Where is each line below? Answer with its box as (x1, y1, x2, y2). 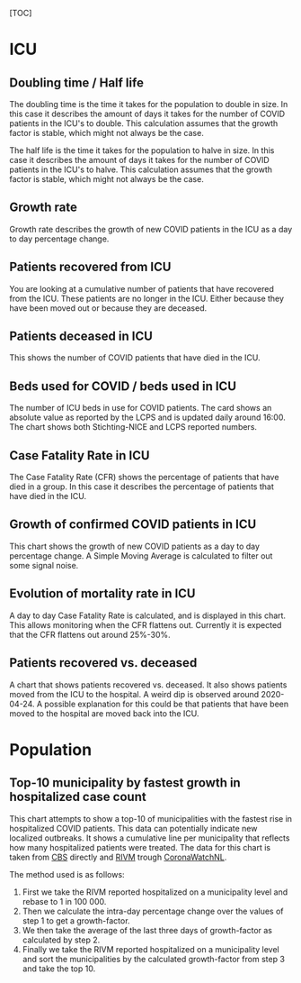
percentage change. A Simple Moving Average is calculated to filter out (9, 550, 273, 561)
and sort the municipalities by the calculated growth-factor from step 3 (22, 953, 286, 964)
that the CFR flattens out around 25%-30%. (9, 629, 171, 640)
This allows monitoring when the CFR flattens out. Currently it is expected (9, 619, 282, 630)
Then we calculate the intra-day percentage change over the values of (22, 906, 284, 916)
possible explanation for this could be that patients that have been (44, 698, 289, 709)
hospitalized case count (9, 789, 146, 805)
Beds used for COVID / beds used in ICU (9, 378, 236, 394)
